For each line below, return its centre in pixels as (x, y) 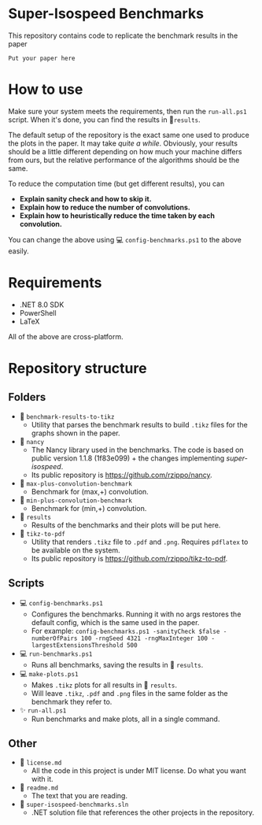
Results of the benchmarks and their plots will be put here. (126, 525)
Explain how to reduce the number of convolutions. (105, 207)
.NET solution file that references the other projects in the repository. (143, 812)
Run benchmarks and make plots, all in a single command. (125, 719)
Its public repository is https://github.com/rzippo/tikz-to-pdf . (129, 558)
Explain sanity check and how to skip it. (85, 198)
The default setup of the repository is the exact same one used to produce (129, 135)
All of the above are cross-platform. (66, 336)
